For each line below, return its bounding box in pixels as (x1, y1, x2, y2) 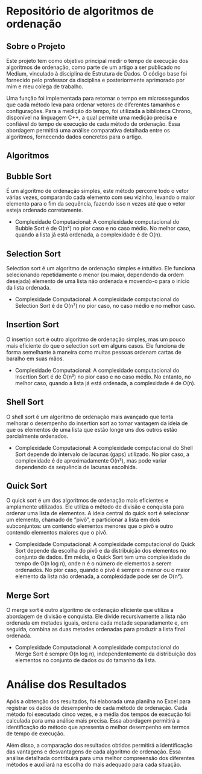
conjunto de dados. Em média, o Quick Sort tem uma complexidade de (14, 553, 191, 561)
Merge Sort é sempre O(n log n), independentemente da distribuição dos (14, 650, 197, 657)
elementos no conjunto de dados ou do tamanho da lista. (14, 657, 157, 664)
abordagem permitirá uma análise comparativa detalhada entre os (6, 127, 170, 134)
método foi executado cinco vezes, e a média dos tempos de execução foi (6, 711, 191, 718)
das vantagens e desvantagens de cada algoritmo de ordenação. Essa (6, 748, 181, 755)
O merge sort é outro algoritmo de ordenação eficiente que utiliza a (6, 607, 174, 614)
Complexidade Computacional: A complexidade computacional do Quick (14, 541, 195, 548)
